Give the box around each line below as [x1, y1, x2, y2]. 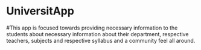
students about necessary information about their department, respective [6, 30, 189, 37]
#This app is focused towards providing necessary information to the [6, 24, 178, 31]
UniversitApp [6, 4, 74, 18]
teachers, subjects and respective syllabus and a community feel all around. [6, 37, 196, 44]
